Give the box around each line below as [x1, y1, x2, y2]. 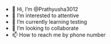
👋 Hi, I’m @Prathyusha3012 [11, 6, 78, 12]
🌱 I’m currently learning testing [11, 18, 87, 25]
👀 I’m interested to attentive [11, 12, 80, 19]
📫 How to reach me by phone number [11, 32, 106, 38]
